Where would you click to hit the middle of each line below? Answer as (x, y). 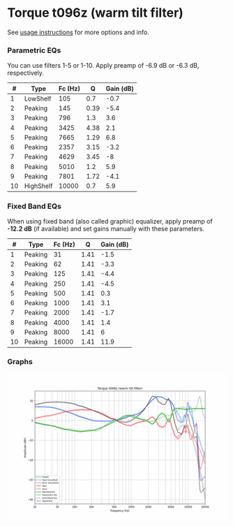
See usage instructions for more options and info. (78, 32)
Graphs (20, 362)
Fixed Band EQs (34, 206)
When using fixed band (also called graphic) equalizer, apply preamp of (110, 221)
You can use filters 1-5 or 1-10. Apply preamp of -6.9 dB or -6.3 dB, (103, 66)
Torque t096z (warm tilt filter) (95, 13)
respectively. (25, 73)
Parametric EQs (34, 50)
